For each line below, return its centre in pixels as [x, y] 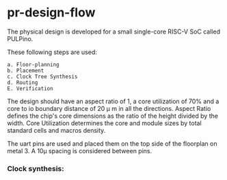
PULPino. [20, 38]
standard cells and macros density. [56, 130]
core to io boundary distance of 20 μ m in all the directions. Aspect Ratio [109, 108]
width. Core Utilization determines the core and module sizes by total [104, 123]
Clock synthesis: [36, 168]
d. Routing [23, 82]
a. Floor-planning [33, 64]
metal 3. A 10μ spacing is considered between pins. [80, 151]
